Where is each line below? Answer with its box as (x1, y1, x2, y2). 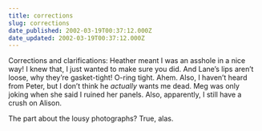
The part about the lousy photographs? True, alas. (8, 113, 174, 124)
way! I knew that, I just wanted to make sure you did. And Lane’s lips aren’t (8, 65, 254, 74)
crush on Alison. (8, 98, 62, 108)
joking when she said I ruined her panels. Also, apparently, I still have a (8, 89, 242, 100)
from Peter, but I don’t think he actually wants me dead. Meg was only (8, 81, 240, 91)
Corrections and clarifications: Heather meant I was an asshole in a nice (8, 56, 246, 65)
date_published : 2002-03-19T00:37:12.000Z (8, 26, 152, 34)
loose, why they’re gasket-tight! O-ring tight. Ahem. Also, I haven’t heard (8, 73, 248, 82)
